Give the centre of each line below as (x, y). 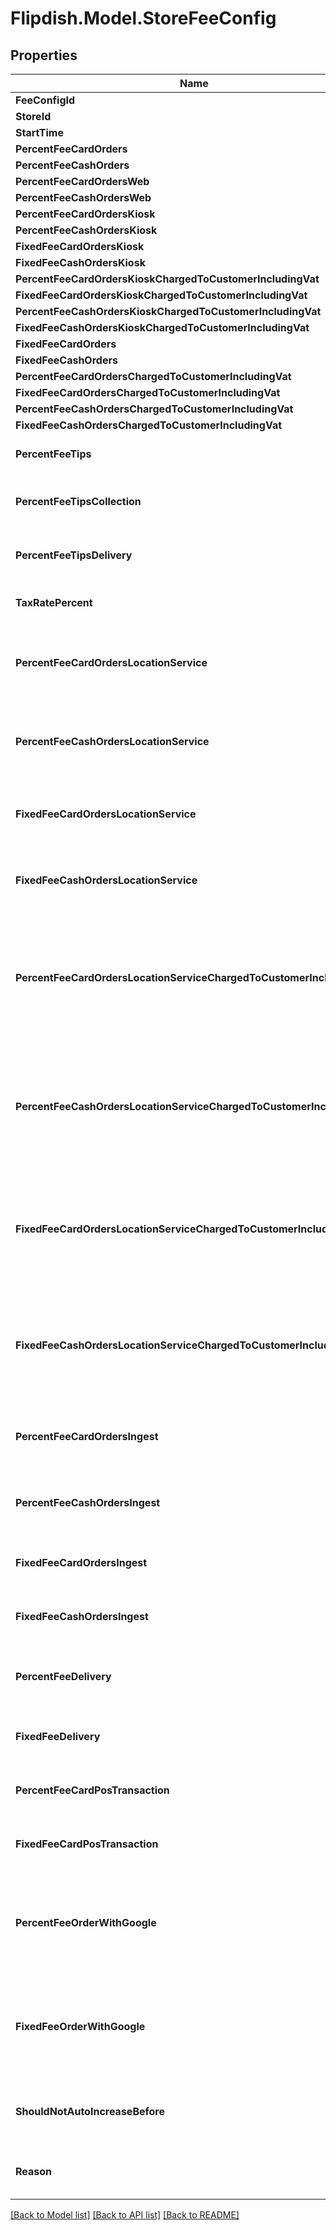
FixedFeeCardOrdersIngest (81, 1562)
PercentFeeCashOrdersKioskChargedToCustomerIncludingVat (168, 311)
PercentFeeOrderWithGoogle (86, 1922)
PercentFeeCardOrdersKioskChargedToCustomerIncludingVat (167, 279)
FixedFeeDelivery (58, 1736)
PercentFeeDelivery (63, 1676)
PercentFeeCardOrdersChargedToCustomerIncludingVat (153, 376)
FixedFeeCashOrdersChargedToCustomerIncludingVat (149, 425)
